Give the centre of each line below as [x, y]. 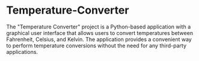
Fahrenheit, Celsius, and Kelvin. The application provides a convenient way [99, 39]
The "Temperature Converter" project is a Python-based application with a [99, 27]
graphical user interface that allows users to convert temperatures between [100, 33]
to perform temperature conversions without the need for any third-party [96, 46]
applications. [22, 52]
